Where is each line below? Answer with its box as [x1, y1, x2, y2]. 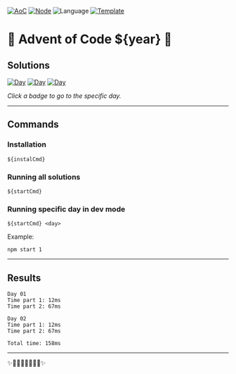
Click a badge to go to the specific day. [7, 92, 122, 100]
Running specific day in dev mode [7, 204, 126, 214]
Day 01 [7, 291, 27, 298]
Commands [7, 118, 60, 130]
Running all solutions [7, 172, 81, 182]
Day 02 [7, 316, 27, 323]
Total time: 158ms [7, 340, 61, 347]
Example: [7, 232, 34, 241]
